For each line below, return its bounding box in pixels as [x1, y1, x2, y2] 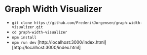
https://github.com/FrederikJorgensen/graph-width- [34, 20, 143, 25]
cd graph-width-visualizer [11, 30, 68, 35]
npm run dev [11, 40, 37, 45]
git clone [11, 20, 33, 25]
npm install [11, 35, 37, 40]
